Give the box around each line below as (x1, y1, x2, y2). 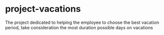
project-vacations (5, 3, 81, 15)
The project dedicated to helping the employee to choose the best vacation (5, 19, 160, 25)
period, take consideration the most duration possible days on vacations (5, 24, 153, 30)
